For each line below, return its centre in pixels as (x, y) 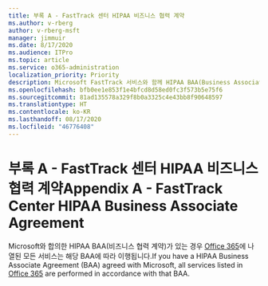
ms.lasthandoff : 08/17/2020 (55, 119)
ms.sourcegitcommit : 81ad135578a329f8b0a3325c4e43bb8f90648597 (116, 97)
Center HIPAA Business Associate (123, 206)
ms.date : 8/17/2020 (41, 45)
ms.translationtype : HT (48, 104)
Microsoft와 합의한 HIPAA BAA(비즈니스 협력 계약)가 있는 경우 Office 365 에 (127, 246)
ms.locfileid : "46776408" (51, 127)
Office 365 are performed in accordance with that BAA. (99, 273)
